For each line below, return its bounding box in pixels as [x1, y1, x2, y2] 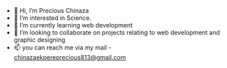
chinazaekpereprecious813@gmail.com [13, 54, 126, 61]
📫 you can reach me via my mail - [13, 43, 112, 52]
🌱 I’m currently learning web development [13, 21, 133, 29]
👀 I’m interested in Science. [13, 14, 92, 22]
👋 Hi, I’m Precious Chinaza [13, 7, 90, 14]
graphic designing [13, 36, 66, 44]
